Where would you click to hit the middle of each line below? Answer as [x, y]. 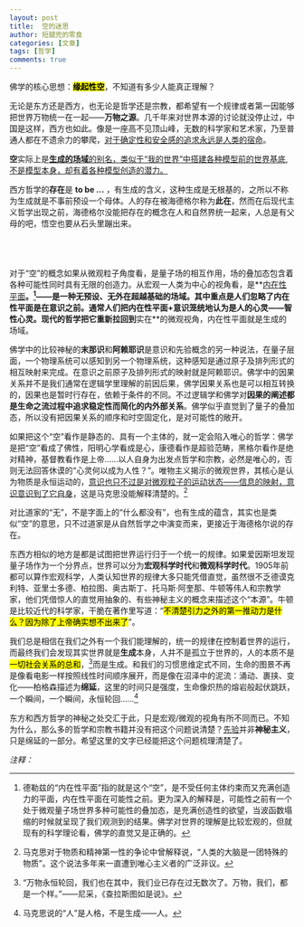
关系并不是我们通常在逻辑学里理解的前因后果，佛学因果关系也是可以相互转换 [152, 383]
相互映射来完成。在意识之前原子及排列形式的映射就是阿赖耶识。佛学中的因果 [152, 372]
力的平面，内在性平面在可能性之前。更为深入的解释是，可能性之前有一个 [157, 799]
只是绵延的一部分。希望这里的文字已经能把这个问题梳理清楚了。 [128, 740]
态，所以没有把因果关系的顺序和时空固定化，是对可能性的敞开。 [128, 417]
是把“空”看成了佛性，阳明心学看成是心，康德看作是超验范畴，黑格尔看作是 [148, 448]
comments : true [38, 60]
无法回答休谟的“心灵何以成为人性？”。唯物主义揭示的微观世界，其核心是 [152, 470]
